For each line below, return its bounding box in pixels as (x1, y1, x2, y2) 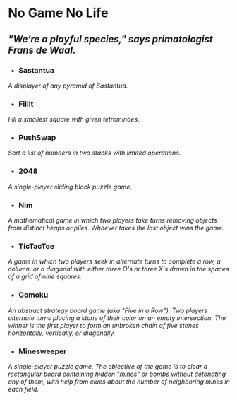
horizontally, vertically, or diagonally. (8, 329, 116, 337)
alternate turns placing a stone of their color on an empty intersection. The (8, 313, 226, 322)
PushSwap (18, 133, 56, 143)
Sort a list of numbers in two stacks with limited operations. (8, 148, 181, 157)
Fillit (18, 99, 34, 109)
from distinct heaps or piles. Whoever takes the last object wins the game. (8, 224, 224, 233)
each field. (8, 384, 39, 393)
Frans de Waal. (8, 44, 76, 56)
